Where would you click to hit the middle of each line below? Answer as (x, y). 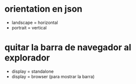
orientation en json (43, 9)
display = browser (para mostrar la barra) (53, 76)
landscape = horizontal (35, 22)
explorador (27, 58)
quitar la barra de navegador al (68, 48)
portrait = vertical (29, 27)
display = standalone (33, 71)
